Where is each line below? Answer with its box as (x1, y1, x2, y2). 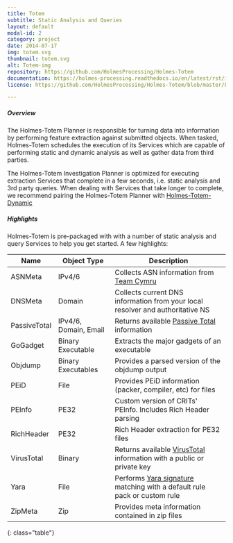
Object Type (62, 256, 104, 266)
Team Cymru (114, 276, 157, 286)
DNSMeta (10, 296, 42, 306)
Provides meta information (114, 502, 201, 512)
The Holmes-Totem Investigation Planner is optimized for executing (7, 169, 200, 178)
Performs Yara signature (114, 474, 194, 483)
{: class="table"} (7, 528, 55, 537)
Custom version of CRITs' (114, 396, 198, 406)
